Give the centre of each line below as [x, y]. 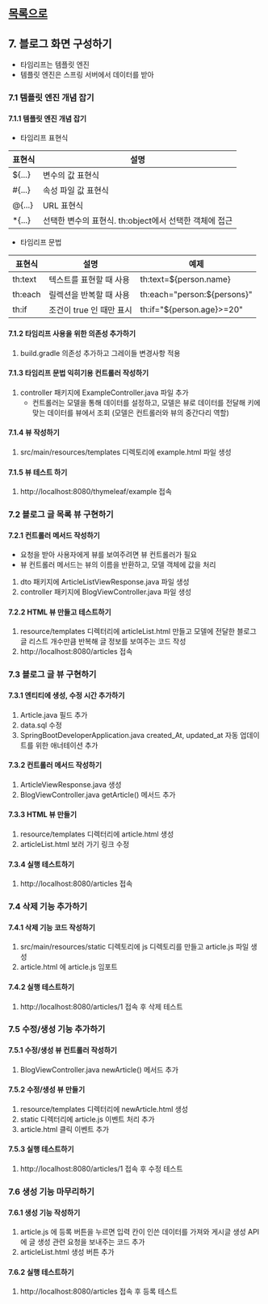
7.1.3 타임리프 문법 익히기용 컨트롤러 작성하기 [79, 373]
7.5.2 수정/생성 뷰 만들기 [47, 1090]
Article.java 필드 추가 [54, 715]
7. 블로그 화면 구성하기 [60, 43]
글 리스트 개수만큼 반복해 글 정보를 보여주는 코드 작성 [103, 642]
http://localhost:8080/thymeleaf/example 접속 [96, 492]
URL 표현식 [63, 206]
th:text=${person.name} [186, 279]
